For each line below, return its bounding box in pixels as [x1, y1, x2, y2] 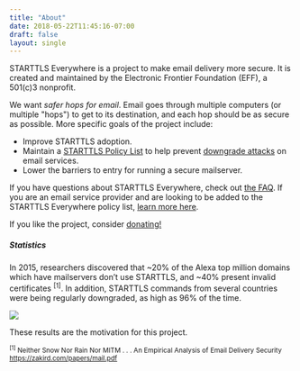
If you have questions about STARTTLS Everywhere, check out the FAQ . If [9, 182, 284, 194]
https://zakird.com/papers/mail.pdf [9, 353, 118, 363]
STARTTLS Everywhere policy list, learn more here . [9, 202, 199, 213]
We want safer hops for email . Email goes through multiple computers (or [9, 100, 282, 111]
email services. [22, 155, 79, 167]
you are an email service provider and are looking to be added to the [9, 192, 264, 203]
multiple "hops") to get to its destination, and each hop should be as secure [9, 109, 290, 120]
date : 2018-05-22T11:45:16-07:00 [9, 22, 135, 31]
